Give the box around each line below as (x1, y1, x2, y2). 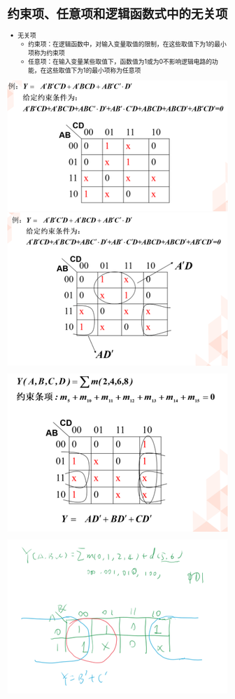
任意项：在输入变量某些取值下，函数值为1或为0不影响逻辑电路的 (27, 57, 213, 65)
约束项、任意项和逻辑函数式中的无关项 (7, 6, 229, 22)
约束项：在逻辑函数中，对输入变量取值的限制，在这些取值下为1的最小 (27, 39, 227, 48)
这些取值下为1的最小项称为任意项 (46, 66, 141, 74)
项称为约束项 (27, 48, 65, 57)
